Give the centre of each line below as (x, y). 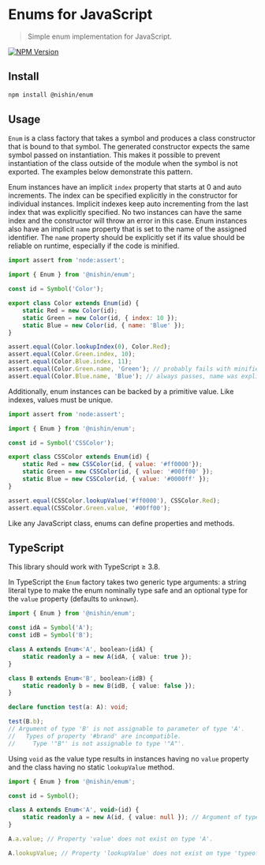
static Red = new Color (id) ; (70, 310)
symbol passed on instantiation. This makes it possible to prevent (114, 155)
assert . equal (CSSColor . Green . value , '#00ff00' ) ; (90, 508)
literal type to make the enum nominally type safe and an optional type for (128, 591)
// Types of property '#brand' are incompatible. (95, 736)
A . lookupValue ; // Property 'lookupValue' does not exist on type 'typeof (134, 853)
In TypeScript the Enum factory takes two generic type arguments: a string (127, 582)
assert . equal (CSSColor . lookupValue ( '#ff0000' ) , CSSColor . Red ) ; (114, 500)
